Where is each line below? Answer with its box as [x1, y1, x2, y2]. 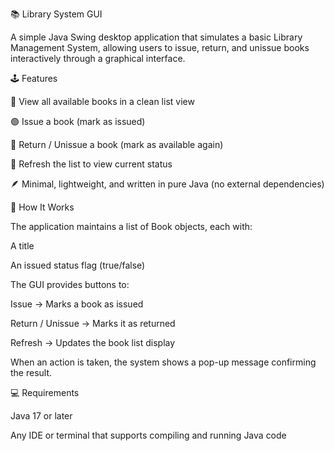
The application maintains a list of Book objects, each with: [10, 221, 253, 232]
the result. [10, 367, 53, 378]
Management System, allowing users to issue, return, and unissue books [10, 42, 310, 53]
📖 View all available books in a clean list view [10, 96, 195, 107]
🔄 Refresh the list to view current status [10, 158, 173, 170]
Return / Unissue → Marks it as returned [10, 318, 176, 329]
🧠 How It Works [10, 201, 75, 213]
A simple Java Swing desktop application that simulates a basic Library [10, 31, 303, 43]
